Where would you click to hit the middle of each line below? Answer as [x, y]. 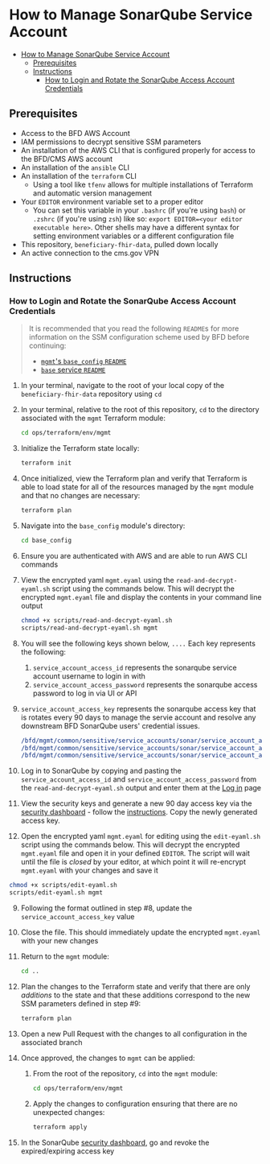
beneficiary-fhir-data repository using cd [91, 394]
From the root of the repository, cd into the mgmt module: [125, 1073]
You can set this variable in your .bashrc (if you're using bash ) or [139, 210]
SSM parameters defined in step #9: [81, 1003]
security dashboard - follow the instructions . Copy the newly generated [139, 812]
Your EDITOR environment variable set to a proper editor [112, 201]
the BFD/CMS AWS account [67, 159]
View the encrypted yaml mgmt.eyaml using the [98, 580]
